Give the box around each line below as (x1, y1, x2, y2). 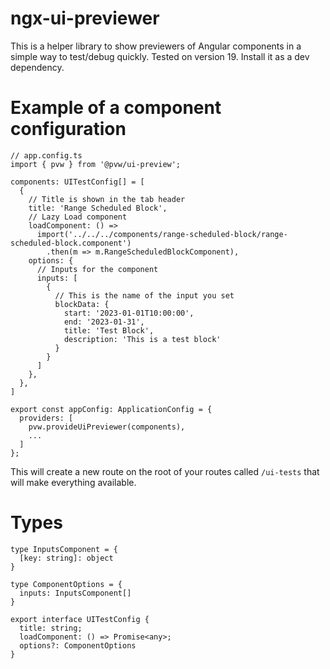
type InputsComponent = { (10, 544, 118, 554)
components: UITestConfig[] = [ (10, 177, 145, 187)
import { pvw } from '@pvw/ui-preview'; (10, 159, 182, 169)
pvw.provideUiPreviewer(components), (28, 422, 186, 432)
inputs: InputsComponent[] (19, 588, 132, 598)
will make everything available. (10, 476, 137, 488)
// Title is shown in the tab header (28, 194, 186, 204)
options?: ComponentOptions (19, 640, 137, 651)
